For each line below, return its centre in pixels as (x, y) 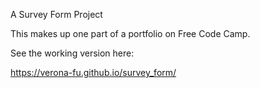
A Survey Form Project (56, 14)
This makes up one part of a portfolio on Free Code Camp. (130, 33)
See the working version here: (72, 53)
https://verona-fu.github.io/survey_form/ (93, 72)
